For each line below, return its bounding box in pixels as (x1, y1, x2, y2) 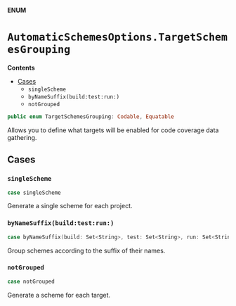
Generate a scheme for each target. (7, 291, 111, 299)
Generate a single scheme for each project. (7, 202, 133, 210)
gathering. (7, 133, 37, 141)
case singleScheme (7, 189, 61, 196)
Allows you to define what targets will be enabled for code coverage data (7, 126, 219, 134)
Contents (7, 63, 35, 72)
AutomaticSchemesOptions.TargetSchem (7, 31, 228, 44)
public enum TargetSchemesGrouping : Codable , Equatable (7, 113, 174, 120)
